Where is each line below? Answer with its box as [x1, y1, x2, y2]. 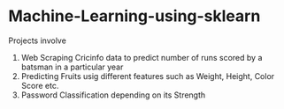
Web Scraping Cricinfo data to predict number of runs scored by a [20, 52, 263, 62]
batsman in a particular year [20, 62, 124, 72]
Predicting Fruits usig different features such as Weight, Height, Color [20, 70, 275, 81]
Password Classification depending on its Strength [20, 90, 206, 100]
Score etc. [20, 80, 59, 91]
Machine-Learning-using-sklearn [8, 6, 261, 26]
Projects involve [8, 35, 67, 46]
